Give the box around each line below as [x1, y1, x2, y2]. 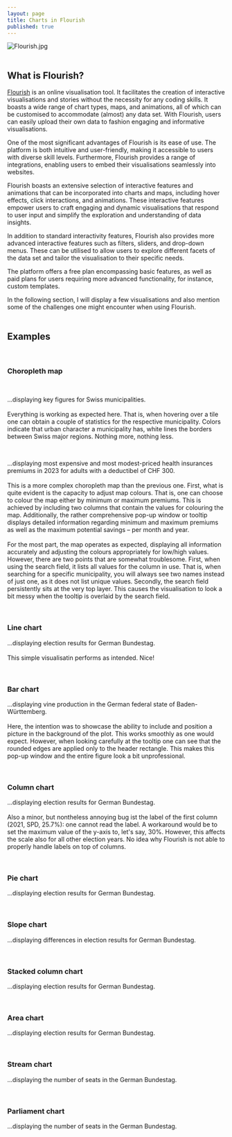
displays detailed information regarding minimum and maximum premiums [7, 518, 219, 526]
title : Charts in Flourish [7, 17, 85, 24]
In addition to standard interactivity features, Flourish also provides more [7, 232, 215, 240]
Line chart [7, 623, 42, 633]
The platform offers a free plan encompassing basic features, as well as [7, 267, 212, 276]
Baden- [176, 699, 198, 708]
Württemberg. [7, 707, 47, 715]
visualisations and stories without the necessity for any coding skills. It [7, 95, 208, 104]
